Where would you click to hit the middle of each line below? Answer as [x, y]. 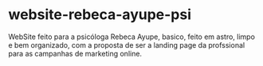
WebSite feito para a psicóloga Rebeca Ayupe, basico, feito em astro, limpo [131, 37]
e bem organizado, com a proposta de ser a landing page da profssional [127, 45]
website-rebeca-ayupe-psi [100, 15]
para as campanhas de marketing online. [75, 53]
